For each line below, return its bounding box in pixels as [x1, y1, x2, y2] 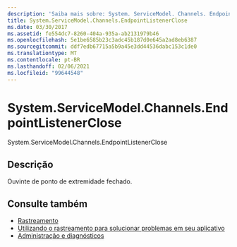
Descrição [7, 158, 54, 170]
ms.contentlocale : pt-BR [7, 56, 80, 64]
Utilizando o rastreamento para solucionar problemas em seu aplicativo [17, 224, 225, 233]
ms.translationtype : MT [7, 50, 78, 57]
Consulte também [7, 198, 88, 210]
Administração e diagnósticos [17, 231, 104, 240]
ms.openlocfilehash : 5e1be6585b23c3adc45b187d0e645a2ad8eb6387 [7, 37, 197, 44]
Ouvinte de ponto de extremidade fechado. [7, 177, 133, 186]
